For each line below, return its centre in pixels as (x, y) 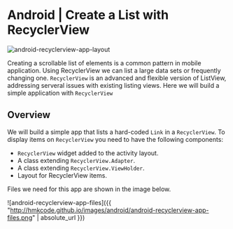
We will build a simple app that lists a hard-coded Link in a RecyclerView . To (116, 132)
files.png (20, 217)
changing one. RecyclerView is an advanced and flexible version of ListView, (117, 78)
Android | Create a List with (88, 15)
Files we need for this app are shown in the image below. (89, 189)
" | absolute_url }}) (58, 217)
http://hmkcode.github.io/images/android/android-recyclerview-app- (110, 210)
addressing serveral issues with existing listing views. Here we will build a (113, 85)
